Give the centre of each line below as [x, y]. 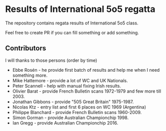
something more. [30, 75]
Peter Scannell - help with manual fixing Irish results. [67, 86]
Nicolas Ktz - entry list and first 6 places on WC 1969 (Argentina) [79, 107]
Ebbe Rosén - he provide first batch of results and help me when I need [86, 70]
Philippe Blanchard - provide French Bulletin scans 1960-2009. [77, 112]
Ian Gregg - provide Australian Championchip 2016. [65, 123]
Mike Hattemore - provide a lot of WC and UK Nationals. [70, 80]
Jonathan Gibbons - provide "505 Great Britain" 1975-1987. [73, 102]
